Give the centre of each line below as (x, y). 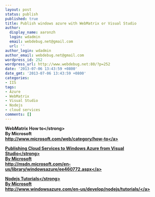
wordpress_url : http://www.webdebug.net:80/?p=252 (58, 64)
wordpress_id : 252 (24, 60)
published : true (22, 19)
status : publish (22, 14)
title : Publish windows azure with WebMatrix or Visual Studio (71, 23)
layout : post (18, 10)
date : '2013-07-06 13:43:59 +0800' (41, 69)
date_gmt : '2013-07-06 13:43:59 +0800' (46, 74)
